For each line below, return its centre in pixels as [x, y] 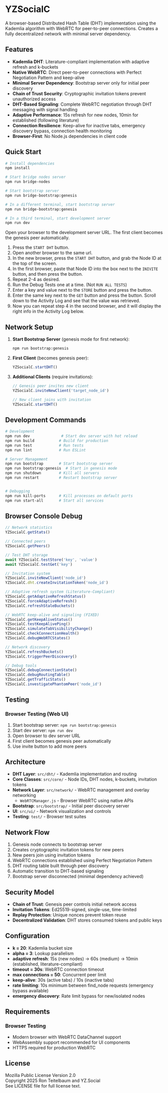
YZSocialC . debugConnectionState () [41, 670]
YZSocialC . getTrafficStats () [35, 680]
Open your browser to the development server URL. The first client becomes [84, 233]
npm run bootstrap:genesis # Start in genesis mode [61, 469]
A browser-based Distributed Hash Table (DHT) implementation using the [81, 23]
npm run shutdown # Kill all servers [52, 473]
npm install [17, 168]
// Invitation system [28, 573]
